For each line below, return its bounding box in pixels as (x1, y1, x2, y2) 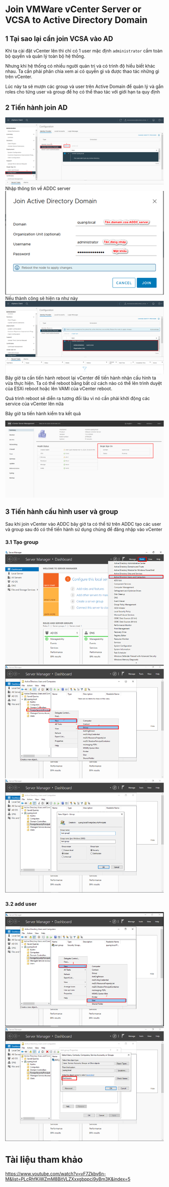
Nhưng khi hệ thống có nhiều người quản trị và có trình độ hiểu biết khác (5, 63, 155, 69)
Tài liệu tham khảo (5, 1154, 83, 1165)
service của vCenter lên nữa (5, 401, 64, 407)
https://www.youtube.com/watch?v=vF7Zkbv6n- (5, 1170, 106, 1176)
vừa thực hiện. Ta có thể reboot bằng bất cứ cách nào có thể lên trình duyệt (5, 380, 162, 386)
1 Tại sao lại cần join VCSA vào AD (5, 34, 113, 43)
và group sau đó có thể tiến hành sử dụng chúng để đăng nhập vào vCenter (5, 526, 162, 532)
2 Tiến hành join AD (5, 104, 68, 112)
